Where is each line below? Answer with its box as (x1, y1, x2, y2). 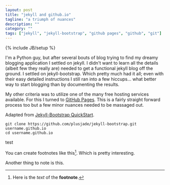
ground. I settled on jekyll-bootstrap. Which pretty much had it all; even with (5, 71, 164, 76)
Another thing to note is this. (5, 160, 64, 166)
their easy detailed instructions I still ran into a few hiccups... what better (5, 76, 157, 82)
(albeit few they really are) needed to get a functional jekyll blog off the (5, 65, 153, 71)
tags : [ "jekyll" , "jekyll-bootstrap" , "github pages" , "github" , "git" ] (5, 31, 162, 36)
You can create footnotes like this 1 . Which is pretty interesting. (5, 149, 135, 156)
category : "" (5, 26, 33, 31)
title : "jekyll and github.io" (5, 12, 71, 17)
